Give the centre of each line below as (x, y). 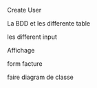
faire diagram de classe (40, 77)
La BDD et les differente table (49, 23)
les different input (32, 37)
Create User (24, 10)
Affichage (21, 50)
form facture (25, 64)
